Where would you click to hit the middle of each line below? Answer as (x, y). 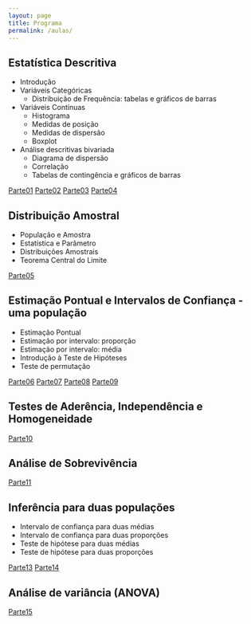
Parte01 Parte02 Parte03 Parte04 (63, 190)
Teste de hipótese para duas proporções (86, 552)
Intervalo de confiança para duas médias (87, 527)
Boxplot (44, 141)
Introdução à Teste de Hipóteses (73, 357)
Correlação (50, 167)
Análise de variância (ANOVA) (84, 593)
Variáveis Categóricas (56, 90)
